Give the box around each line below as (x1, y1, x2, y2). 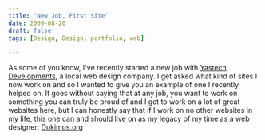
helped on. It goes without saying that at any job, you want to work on (8, 89, 238, 98)
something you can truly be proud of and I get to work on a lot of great (8, 97, 240, 106)
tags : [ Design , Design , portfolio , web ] (8, 34, 145, 42)
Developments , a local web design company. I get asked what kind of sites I (8, 71, 258, 81)
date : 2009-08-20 (8, 19, 66, 27)
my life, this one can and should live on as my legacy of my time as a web (8, 114, 250, 124)
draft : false (8, 26, 52, 34)
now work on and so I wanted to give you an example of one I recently (8, 80, 239, 90)
